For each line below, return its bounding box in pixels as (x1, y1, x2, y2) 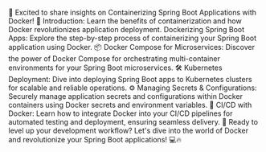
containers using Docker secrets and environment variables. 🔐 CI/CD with (8, 101, 252, 109)
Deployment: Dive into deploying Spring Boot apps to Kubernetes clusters (8, 75, 252, 84)
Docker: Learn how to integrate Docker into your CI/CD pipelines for (8, 109, 233, 118)
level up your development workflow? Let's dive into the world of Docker (8, 125, 249, 135)
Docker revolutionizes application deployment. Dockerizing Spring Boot (8, 25, 245, 34)
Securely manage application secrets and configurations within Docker (8, 92, 243, 101)
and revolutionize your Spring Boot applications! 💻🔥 (8, 135, 182, 144)
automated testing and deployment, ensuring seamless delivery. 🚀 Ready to (8, 117, 259, 126)
